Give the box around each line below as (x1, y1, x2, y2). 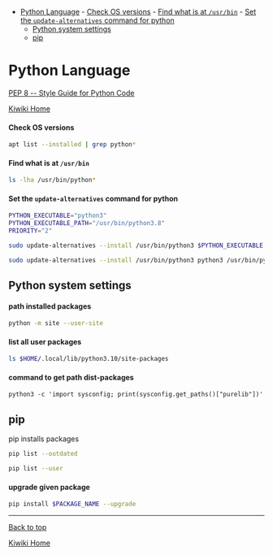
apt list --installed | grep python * (8, 141, 136, 149)
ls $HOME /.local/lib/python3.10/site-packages (8, 355, 169, 363)
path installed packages (8, 301, 92, 311)
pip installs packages (8, 434, 80, 444)
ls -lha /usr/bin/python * (8, 176, 96, 184)
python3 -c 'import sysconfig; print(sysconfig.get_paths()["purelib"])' (8, 390, 264, 399)
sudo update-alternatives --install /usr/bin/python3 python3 (8, 256, 223, 264)
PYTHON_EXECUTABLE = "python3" (8, 211, 107, 220)
